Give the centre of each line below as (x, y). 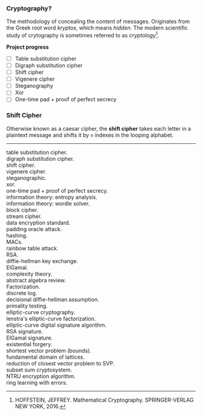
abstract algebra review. (36, 280)
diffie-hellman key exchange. (42, 261)
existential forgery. (29, 344)
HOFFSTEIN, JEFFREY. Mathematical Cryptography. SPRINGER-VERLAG (104, 400)
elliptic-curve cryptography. (41, 312)
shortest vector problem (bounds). (49, 350)
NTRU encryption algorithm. (41, 376)
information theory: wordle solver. (48, 203)
